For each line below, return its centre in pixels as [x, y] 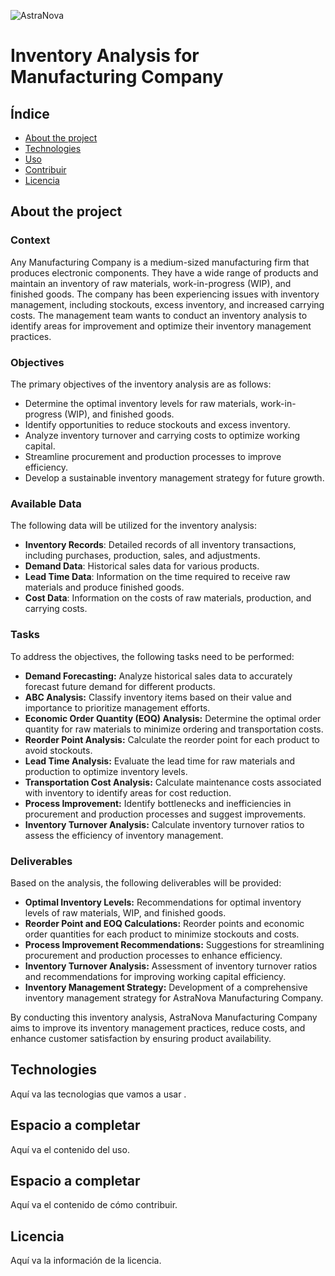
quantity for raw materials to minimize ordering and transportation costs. [174, 729]
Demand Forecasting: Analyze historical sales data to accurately [158, 676]
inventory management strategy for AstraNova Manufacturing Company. [174, 997]
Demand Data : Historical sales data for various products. [142, 566]
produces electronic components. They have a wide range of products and [164, 272]
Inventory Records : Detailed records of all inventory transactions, [160, 545]
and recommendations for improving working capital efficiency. [155, 976]
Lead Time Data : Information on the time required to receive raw [157, 577]
